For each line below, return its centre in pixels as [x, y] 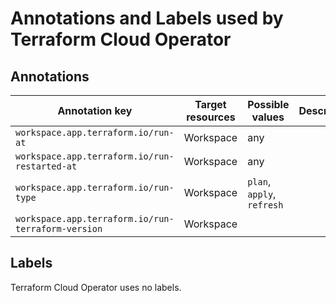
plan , [259, 181]
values [268, 117]
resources [211, 117]
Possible [268, 104]
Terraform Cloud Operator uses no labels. [96, 287]
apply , [262, 194]
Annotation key [95, 110]
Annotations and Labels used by [147, 18]
